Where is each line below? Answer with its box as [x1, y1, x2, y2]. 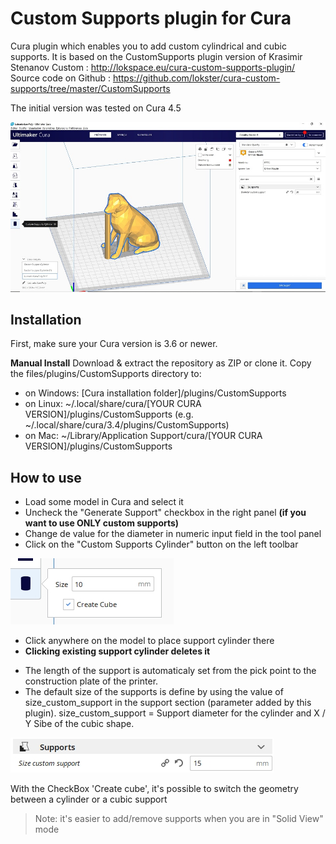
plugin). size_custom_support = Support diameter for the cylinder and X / [24, 707, 326, 719]
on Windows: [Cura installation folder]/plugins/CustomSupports [24, 387, 287, 399]
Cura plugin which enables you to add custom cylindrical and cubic [10, 40, 288, 52]
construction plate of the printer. [24, 675, 159, 687]
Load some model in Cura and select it [24, 496, 184, 508]
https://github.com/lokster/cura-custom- [112, 72, 281, 84]
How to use [10, 469, 82, 486]
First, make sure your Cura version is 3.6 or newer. [10, 338, 218, 350]
